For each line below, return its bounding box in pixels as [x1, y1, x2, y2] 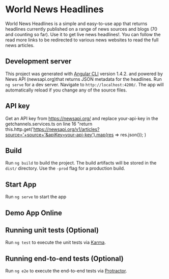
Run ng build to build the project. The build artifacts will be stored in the [5, 160, 157, 166]
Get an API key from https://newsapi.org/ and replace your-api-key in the [5, 115, 158, 121]
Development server [5, 57, 72, 66]
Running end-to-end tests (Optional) [5, 254, 124, 263]
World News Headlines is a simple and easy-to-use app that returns [5, 20, 148, 27]
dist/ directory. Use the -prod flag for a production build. [5, 165, 125, 172]
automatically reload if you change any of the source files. [5, 87, 127, 93]
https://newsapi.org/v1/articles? [33, 126, 100, 132]
